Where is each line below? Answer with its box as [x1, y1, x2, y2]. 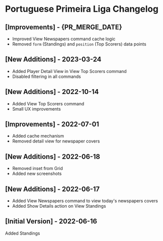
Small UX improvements [12, 106, 61, 112]
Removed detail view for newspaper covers [12, 138, 100, 144]
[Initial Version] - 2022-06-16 [5, 217, 97, 226]
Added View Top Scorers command [12, 100, 84, 106]
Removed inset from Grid [12, 166, 63, 171]
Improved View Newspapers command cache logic [12, 36, 116, 42]
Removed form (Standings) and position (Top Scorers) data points [12, 41, 146, 47]
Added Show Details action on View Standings [12, 203, 107, 209]
